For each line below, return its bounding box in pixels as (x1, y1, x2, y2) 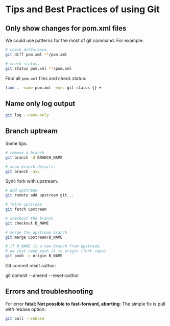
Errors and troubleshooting (5, 287, 93, 296)
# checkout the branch (5, 216, 54, 221)
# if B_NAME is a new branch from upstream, (5, 244, 102, 249)
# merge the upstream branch (5, 230, 67, 235)
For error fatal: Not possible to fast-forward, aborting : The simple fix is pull (5, 300, 166, 307)
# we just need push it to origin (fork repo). (5, 248, 109, 254)
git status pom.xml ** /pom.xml (5, 66, 72, 71)
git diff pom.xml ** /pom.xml (5, 52, 67, 57)
